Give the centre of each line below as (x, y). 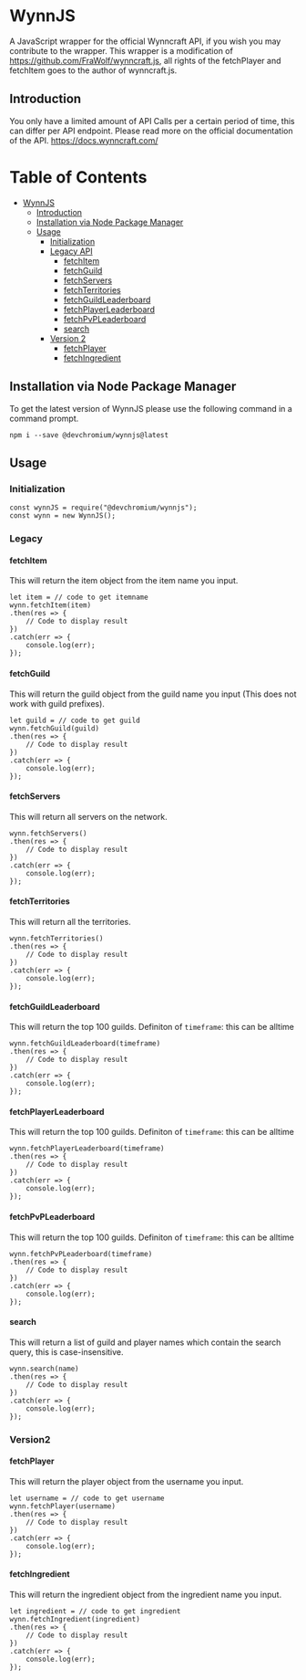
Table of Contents (78, 177)
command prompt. (44, 418)
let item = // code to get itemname (79, 598)
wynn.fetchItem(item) (51, 605)
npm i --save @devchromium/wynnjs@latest (89, 435)
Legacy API (71, 251)
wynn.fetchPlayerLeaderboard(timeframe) (87, 1149)
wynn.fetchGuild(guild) (55, 728)
